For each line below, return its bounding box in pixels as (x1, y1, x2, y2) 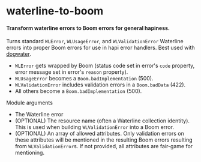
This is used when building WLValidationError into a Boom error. (14, 124, 174, 131)
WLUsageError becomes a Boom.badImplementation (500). (14, 75, 154, 82)
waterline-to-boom (6, 4, 104, 18)
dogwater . (6, 50, 31, 58)
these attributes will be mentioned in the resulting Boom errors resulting (14, 136, 193, 143)
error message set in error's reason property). (14, 68, 128, 76)
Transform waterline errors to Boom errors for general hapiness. (6, 24, 170, 31)
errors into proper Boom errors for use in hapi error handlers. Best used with (6, 44, 195, 52)
